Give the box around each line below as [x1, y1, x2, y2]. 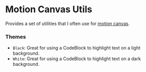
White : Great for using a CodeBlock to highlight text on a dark [12, 56, 141, 62]
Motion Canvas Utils [5, 4, 93, 15]
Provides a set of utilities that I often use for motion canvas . [5, 20, 130, 27]
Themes [5, 33, 26, 40]
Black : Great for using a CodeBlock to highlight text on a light [12, 45, 141, 51]
